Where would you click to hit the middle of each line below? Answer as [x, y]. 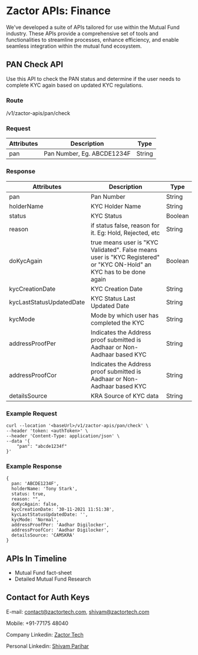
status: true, [29, 494]
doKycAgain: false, [35, 505]
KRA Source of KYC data [125, 395]
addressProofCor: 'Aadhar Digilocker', [60, 530]
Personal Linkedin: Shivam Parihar [48, 646]
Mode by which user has [125, 315]
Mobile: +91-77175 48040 [37, 623]
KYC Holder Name [116, 206]
